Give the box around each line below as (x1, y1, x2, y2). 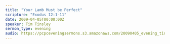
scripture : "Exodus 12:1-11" (5, 12, 67, 17)
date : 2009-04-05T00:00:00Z (5, 17, 65, 22)
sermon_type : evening (5, 26, 51, 31)
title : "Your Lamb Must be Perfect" (5, 7, 82, 13)
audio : (5, 31, 19, 36)
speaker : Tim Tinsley (5, 21, 51, 27)
